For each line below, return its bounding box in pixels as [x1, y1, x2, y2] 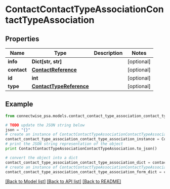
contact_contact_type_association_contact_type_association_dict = [5, 160, 151, 165]
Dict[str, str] [31, 58, 62, 65]
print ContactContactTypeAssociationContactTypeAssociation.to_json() [5, 146, 157, 152]
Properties [5, 34, 39, 43]
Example [5, 100, 33, 108]
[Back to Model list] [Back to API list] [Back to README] [5, 178, 121, 184]
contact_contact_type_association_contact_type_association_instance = [5, 137, 159, 142]
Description [94, 50, 123, 56]
